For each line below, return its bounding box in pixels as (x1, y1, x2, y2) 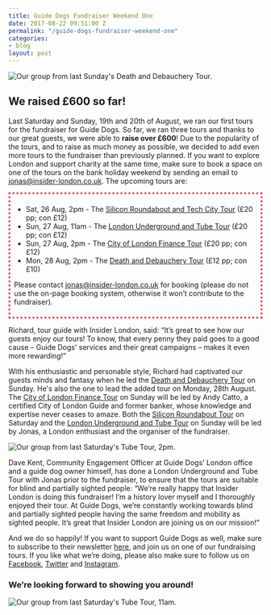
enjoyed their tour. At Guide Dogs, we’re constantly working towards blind (8, 501, 253, 510)
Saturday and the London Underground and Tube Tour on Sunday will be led (8, 418, 262, 427)
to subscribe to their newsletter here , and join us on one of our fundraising (8, 542, 256, 551)
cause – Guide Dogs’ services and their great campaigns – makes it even (8, 342, 250, 351)
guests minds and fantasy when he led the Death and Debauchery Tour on (8, 375, 256, 384)
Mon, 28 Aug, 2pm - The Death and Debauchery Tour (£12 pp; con (25, 256, 248, 265)
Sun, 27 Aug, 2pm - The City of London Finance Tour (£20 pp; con (25, 239, 248, 248)
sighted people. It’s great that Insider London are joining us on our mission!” (8, 517, 260, 527)
